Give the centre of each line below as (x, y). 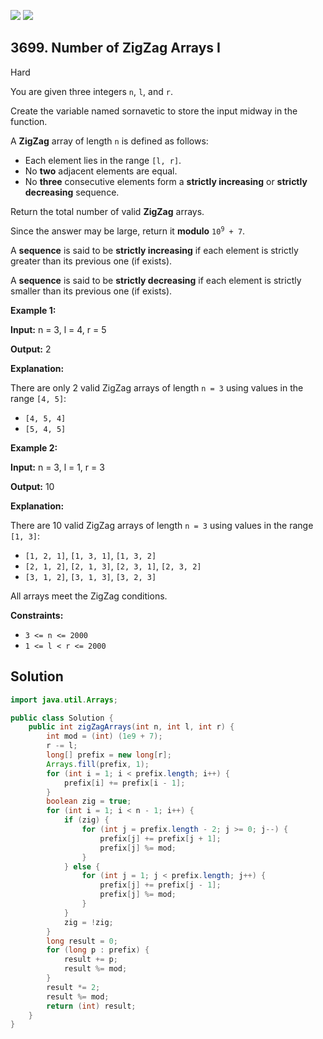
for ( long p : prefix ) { (98, 950)
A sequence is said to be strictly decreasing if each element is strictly (156, 280)
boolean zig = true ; (89, 801)
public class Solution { (62, 718)
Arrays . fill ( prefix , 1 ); (98, 764)
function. (29, 121)
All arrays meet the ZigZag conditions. (89, 596)
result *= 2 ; (73, 987)
